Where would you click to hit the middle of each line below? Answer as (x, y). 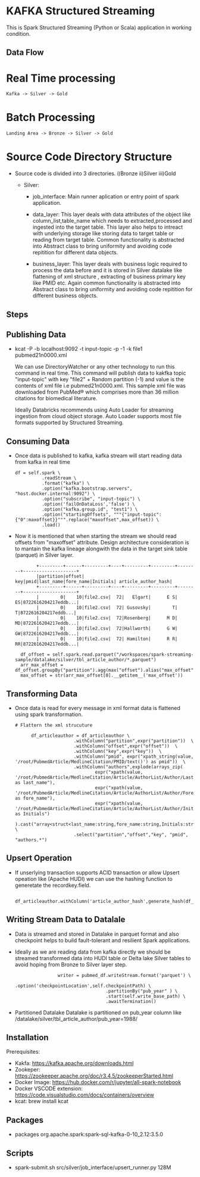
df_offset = (35, 655)
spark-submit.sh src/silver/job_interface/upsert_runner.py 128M (93, 1167)
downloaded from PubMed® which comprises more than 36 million (97, 392)
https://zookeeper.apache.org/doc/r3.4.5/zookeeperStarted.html (94, 1076)
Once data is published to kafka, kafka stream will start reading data (98, 456)
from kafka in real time (42, 462)
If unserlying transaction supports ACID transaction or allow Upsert (97, 872)
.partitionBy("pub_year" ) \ (142, 991)
